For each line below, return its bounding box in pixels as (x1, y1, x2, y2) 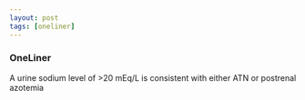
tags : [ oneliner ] (9, 22, 76, 31)
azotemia (9, 82, 44, 93)
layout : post (9, 13, 59, 23)
